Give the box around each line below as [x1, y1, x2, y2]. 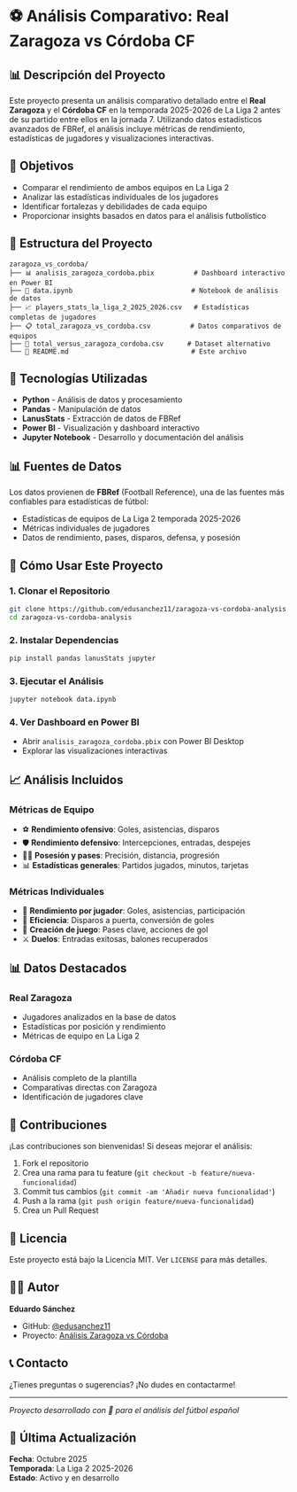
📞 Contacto [9, 1356, 69, 1371]
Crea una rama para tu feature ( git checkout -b [21, 1168, 197, 1178]
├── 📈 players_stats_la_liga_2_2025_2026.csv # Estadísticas [9, 302, 250, 312]
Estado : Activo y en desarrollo [9, 1473, 119, 1483]
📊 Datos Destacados [9, 960, 127, 975]
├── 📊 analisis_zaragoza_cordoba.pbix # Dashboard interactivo [9, 268, 286, 277]
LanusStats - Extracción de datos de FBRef [21, 413, 181, 424]
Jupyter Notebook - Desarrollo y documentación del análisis [21, 432, 245, 443]
